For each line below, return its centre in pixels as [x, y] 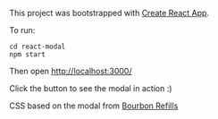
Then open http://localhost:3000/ [71, 71]
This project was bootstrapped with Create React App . [109, 13]
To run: [22, 30]
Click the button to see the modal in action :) [91, 88]
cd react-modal [38, 47]
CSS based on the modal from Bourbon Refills [94, 106]
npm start [28, 55]
